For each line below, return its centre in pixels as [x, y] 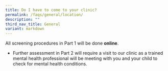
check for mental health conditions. [50, 64]
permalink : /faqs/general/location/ [44, 15]
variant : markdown [25, 29]
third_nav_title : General [33, 24]
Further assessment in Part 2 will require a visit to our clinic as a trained [88, 53]
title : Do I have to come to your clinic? [51, 10]
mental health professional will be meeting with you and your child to [85, 58]
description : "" [22, 19]
